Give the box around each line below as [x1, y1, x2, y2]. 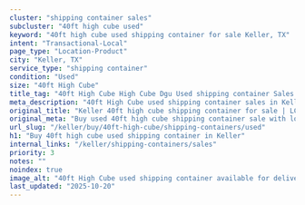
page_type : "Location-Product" [9, 47, 128, 56]
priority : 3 [9, 148, 54, 157]
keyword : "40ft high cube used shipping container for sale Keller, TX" [9, 30, 290, 39]
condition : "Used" [9, 73, 79, 82]
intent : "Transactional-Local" [9, 38, 128, 48]
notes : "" [9, 156, 47, 166]
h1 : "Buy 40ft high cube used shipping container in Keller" [9, 132, 246, 141]
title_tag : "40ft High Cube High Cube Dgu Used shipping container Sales [9, 89, 295, 98]
